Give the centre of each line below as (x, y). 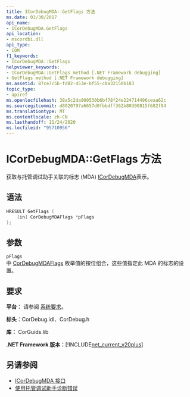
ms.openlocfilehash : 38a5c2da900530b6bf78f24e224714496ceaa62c (86, 100)
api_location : (24, 34)
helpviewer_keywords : (33, 67)
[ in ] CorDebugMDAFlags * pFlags (56, 217)
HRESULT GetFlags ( (30, 211)
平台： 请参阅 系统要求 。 (36, 307)
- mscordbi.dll (25, 39)
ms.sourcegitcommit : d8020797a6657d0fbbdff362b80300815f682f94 (86, 106)
